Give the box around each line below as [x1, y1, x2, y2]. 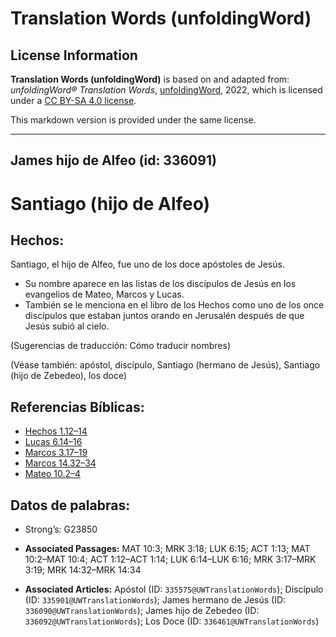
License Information [10, 47, 138, 64]
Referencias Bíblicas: [10, 398, 145, 416]
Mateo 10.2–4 [24, 468, 82, 480]
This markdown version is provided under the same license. [10, 114, 257, 126]
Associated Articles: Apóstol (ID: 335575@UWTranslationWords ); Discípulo [24, 583, 324, 596]
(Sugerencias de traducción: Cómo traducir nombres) [10, 340, 231, 352]
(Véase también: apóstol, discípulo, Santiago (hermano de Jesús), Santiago [10, 359, 321, 371]
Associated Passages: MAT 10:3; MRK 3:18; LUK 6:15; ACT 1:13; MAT [24, 543, 311, 555]
